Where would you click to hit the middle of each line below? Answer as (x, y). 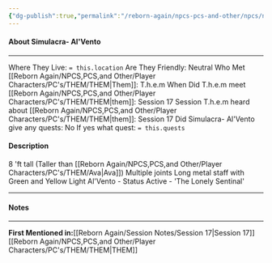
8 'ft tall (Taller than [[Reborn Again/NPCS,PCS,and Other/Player (115, 164)
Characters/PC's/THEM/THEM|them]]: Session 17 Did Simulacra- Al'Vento (132, 119)
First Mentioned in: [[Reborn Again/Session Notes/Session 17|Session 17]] (132, 233)
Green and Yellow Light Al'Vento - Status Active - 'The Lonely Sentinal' (127, 181)
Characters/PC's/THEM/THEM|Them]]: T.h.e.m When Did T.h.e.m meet (127, 84)
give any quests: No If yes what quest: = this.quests (97, 127)
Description (29, 146)
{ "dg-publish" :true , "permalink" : (65, 16)
